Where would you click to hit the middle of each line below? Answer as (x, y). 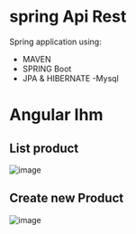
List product (44, 148)
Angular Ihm (56, 115)
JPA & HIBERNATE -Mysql (70, 78)
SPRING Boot (47, 69)
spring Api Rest (68, 17)
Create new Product (67, 198)
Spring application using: (55, 42)
